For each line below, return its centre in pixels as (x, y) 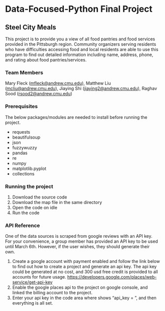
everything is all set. (32, 303)
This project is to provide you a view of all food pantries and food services (80, 39)
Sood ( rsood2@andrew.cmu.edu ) (39, 94)
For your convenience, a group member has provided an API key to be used (82, 241)
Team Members (24, 72)
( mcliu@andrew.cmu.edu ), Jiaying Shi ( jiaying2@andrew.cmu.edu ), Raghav (81, 88)
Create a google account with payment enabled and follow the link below (86, 261)
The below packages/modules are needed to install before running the (76, 117)
